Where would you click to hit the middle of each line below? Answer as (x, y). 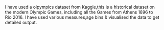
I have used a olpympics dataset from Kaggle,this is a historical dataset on (80, 7)
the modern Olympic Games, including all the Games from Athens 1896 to (79, 12)
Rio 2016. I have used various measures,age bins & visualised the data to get (82, 17)
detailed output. (21, 22)
